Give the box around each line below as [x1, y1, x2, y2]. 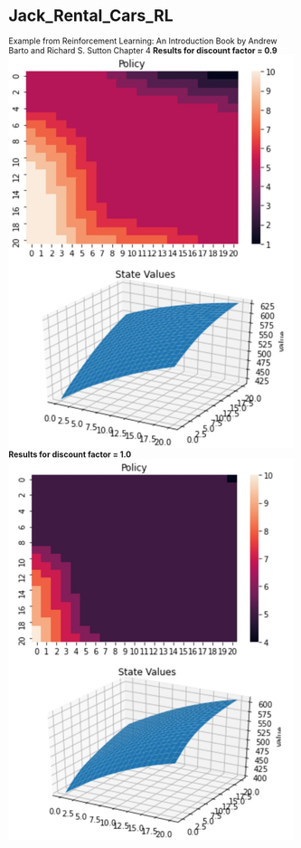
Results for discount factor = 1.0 [8, 449, 132, 460]
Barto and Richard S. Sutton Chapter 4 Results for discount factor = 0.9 [8, 44, 277, 55]
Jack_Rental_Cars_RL [8, 5, 174, 26]
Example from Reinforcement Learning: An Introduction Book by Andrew [8, 35, 277, 46]
